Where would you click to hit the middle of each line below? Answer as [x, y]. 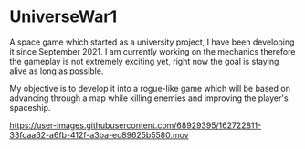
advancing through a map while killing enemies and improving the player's [149, 98]
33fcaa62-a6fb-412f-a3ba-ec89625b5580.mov [99, 134]
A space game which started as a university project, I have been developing [152, 42]
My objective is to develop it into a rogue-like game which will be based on [150, 88]
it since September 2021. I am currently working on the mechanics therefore [152, 51]
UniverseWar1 [63, 17]
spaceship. [30, 107]
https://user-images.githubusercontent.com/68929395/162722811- [136, 125]
